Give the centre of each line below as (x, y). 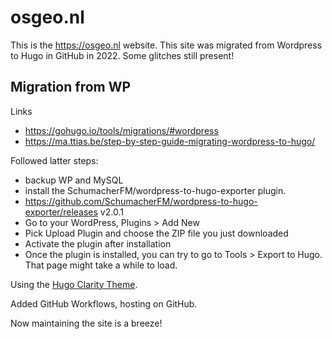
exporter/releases (61, 212)
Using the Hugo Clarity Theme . (74, 284)
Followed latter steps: (54, 160)
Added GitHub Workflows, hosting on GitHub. (104, 303)
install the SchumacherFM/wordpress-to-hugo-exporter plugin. (155, 190)
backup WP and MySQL (74, 180)
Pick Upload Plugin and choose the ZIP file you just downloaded (156, 233)
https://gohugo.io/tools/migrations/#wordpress (121, 130)
